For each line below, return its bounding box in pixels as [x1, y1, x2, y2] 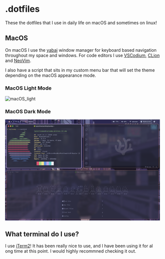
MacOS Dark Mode [5, 108, 51, 115]
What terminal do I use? [5, 230, 80, 238]
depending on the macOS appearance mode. [5, 72, 96, 78]
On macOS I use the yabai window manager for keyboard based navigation [5, 47, 157, 53]
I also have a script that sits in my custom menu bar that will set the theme [5, 67, 155, 73]
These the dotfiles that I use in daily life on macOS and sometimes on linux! [5, 20, 157, 26]
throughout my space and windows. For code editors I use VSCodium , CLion [5, 52, 160, 58]
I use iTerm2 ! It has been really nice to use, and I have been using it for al [5, 243, 153, 249]
